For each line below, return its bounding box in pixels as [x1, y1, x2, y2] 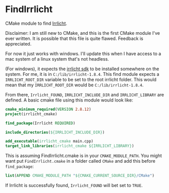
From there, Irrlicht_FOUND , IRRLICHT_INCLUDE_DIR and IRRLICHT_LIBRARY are [5, 91, 164, 98]
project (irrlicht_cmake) [5, 111, 58, 117]
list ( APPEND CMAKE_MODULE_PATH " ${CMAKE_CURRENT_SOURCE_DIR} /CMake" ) [5, 173, 155, 178]
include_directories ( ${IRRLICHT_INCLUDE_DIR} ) [5, 130, 105, 135]
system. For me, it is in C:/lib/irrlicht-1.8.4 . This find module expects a [5, 71, 159, 77]
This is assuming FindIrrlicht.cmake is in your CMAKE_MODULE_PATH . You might [5, 153, 162, 159]
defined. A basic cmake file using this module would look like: [5, 97, 134, 103]
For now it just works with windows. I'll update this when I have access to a [5, 51, 161, 57]
